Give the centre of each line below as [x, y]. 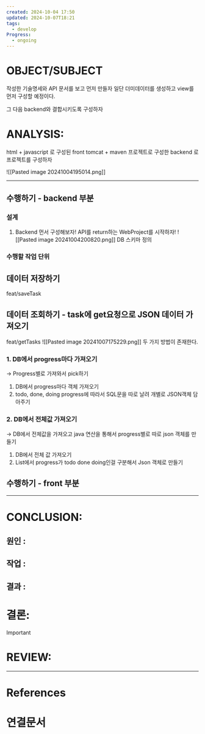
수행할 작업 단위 [28, 257]
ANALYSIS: [35, 134]
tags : [13, 23]
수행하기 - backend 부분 [50, 199]
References [36, 693]
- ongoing [24, 40]
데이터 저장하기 [33, 278]
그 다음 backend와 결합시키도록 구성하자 [55, 109]
